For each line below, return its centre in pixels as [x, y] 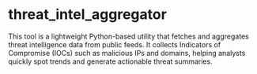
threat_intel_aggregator [88, 15]
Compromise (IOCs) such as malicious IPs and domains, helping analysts [127, 53]
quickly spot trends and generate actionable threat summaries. [110, 61]
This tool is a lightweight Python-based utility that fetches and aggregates [128, 36]
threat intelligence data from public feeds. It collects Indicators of [115, 44]
